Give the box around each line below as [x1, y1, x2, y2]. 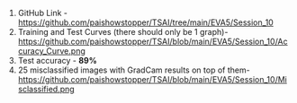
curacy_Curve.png [17, 46, 85, 56]
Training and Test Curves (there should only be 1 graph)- [17, 27, 229, 37]
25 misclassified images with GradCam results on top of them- [17, 64, 250, 75]
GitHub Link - [17, 8, 68, 18]
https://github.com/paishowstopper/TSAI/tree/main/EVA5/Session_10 [17, 17, 274, 28]
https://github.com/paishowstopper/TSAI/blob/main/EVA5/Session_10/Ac [17, 36, 288, 47]
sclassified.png [17, 84, 75, 94]
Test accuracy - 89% [17, 56, 97, 65]
